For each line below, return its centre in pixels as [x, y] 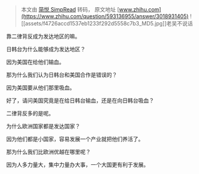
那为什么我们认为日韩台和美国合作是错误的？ [62, 75]
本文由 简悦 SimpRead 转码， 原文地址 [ [70, 9]
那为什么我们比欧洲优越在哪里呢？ [49, 152]
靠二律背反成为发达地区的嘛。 [43, 36]
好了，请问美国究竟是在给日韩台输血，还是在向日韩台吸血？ [80, 100]
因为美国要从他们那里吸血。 [41, 88]
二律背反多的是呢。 [30, 113]
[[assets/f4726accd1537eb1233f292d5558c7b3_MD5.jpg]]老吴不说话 [107, 23]
